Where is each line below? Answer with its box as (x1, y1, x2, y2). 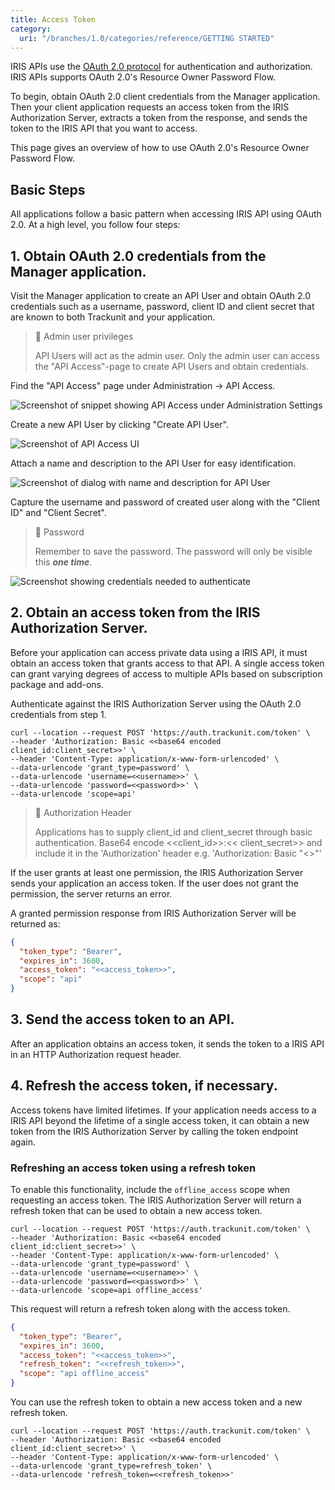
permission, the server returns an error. (10, 887, 173, 900)
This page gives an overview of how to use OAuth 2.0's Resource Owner (10, 142, 310, 154)
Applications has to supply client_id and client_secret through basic (34, 826, 313, 838)
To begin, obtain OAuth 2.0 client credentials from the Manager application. (10, 91, 321, 103)
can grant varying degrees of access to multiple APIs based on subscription (10, 667, 323, 680)
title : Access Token (10, 14, 97, 25)
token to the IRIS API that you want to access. (10, 122, 198, 135)
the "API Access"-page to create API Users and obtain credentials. (34, 361, 310, 372)
